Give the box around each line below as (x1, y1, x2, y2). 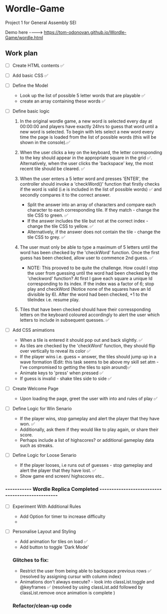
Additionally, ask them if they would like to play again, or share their (19, 426, 159, 433)
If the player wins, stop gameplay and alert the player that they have (19, 416, 160, 422)
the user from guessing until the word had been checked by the (27, 270, 158, 276)
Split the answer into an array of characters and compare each (27, 202, 156, 208)
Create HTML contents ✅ (12, 62, 64, 68)
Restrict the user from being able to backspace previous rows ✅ (19, 567, 152, 573)
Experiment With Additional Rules (12, 503, 81, 509)
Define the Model (12, 82, 48, 88)
